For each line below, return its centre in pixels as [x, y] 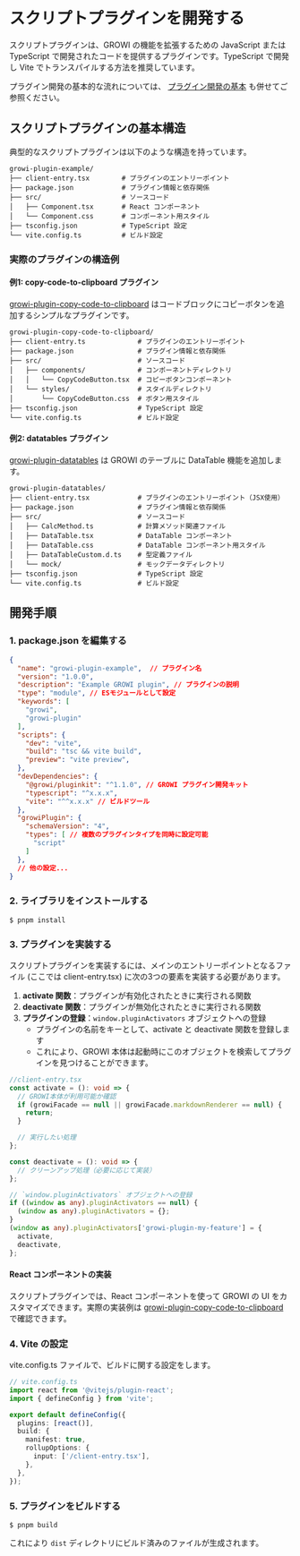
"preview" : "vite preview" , [77, 760]
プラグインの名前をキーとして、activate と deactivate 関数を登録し [159, 1029]
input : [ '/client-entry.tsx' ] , [91, 1457]
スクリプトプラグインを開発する [127, 18]
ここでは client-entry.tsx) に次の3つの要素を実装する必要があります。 [158, 976]
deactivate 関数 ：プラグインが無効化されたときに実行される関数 [141, 1006]
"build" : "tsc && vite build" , [84, 752]
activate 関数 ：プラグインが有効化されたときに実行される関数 [137, 996]
